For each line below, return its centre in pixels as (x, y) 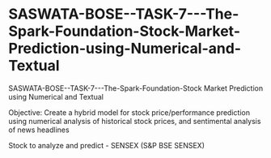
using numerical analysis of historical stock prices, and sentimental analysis (135, 121)
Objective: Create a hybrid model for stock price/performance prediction (129, 112)
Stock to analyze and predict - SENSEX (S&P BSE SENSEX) (106, 145)
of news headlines (39, 130)
